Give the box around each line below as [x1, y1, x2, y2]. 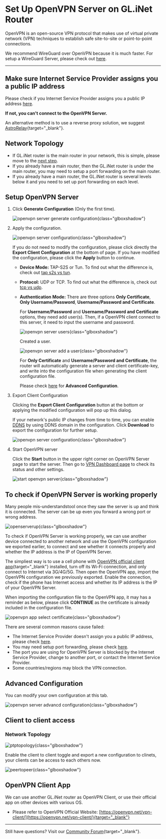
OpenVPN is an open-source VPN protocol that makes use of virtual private [5, 30, 159, 36]
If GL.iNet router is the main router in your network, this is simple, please [12, 152, 160, 159]
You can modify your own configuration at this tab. [5, 692, 109, 698]
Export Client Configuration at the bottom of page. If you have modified [12, 249, 160, 255]
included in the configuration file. [5, 605, 73, 611]
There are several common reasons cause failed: [5, 624, 105, 630]
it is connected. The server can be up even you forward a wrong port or [5, 509, 151, 515]
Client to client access [5, 716, 75, 724]
